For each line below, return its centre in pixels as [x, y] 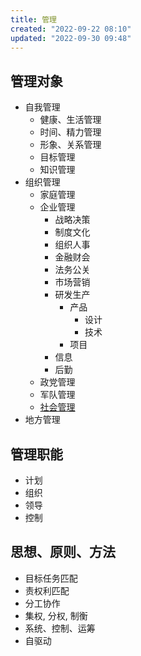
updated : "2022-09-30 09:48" [71, 38]
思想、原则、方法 [63, 552]
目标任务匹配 [51, 578]
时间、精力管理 [70, 132]
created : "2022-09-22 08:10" [71, 29]
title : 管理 [33, 19]
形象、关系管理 [70, 145]
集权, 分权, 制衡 [56, 615]
